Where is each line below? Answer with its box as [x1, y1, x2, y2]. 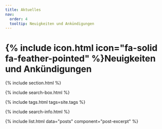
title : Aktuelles [5, 7, 41, 12]
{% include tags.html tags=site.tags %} [5, 99, 85, 105]
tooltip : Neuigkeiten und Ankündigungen [9, 21, 94, 26]
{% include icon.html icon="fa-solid [5, 43, 158, 54]
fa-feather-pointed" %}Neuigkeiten [5, 53, 156, 64]
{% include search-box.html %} [5, 90, 70, 96]
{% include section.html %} [5, 80, 62, 86]
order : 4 [9, 16, 28, 21]
